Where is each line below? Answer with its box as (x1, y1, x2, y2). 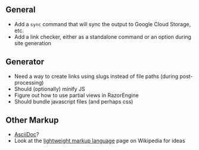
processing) (14, 79, 44, 86)
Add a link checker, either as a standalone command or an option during (14, 33, 192, 40)
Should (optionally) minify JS (14, 85, 86, 92)
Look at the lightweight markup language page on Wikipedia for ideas (14, 137, 185, 145)
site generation (14, 39, 52, 46)
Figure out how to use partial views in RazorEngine (14, 92, 139, 99)
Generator (5, 57, 45, 67)
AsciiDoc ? (14, 131, 39, 138)
